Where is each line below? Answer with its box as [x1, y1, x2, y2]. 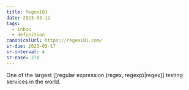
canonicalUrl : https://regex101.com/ [6, 37, 103, 43]
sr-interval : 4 [6, 49, 45, 55]
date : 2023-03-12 [6, 15, 51, 21]
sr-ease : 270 [6, 54, 40, 61]
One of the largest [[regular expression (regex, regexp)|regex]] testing [6, 71, 183, 78]
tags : [6, 20, 20, 26]
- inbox [12, 26, 32, 32]
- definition [12, 32, 45, 38]
